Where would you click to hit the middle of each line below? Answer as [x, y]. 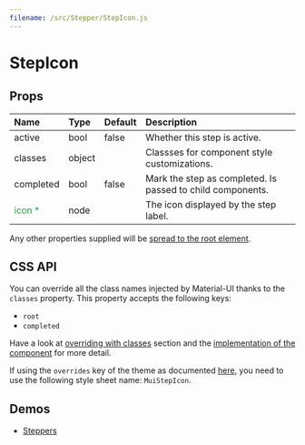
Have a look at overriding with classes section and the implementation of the [152, 343]
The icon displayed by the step [211, 204]
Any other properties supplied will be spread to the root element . [130, 238]
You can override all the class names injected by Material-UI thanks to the [148, 288]
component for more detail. [60, 353]
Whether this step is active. [203, 137]
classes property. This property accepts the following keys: [120, 298]
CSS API [33, 267]
